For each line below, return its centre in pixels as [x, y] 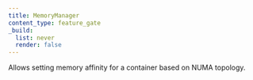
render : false [38, 45]
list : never [35, 38]
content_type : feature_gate [55, 23]
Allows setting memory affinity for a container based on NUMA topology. [127, 67]
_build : [21, 30]
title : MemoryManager [44, 15]
